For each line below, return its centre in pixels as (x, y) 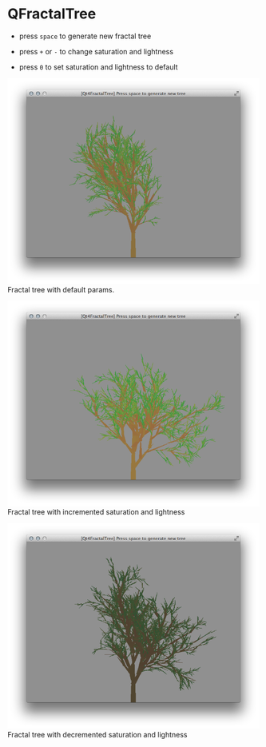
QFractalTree (52, 14)
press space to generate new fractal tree (85, 36)
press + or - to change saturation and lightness (96, 51)
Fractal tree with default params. (61, 289)
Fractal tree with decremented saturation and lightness (97, 735)
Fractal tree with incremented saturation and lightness (96, 512)
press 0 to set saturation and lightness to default (98, 67)
